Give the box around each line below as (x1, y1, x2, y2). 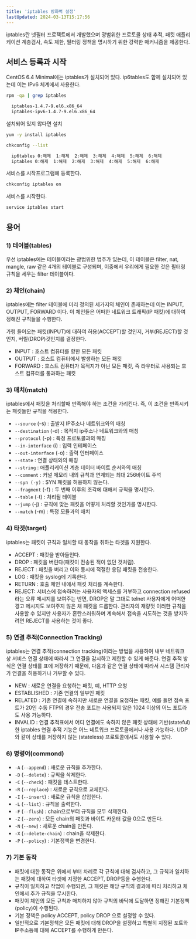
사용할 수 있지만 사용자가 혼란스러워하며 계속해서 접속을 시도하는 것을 (14, 609, 173, 616)
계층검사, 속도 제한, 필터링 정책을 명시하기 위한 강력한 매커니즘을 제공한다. (21, 38, 190, 45)
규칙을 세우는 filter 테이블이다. (6, 270, 75, 277)
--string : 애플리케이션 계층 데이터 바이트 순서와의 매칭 (14, 464, 142, 471)
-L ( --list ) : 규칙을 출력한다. (14, 801, 82, 808)
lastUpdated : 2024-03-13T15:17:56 (6, 14, 91, 20)
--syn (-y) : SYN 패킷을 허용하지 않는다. (14, 479, 109, 486)
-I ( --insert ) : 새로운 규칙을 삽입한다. (14, 793, 102, 801)
